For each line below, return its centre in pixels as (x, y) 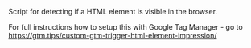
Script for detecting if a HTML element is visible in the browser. (113, 12)
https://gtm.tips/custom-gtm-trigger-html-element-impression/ (113, 36)
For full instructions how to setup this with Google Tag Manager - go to (125, 27)
